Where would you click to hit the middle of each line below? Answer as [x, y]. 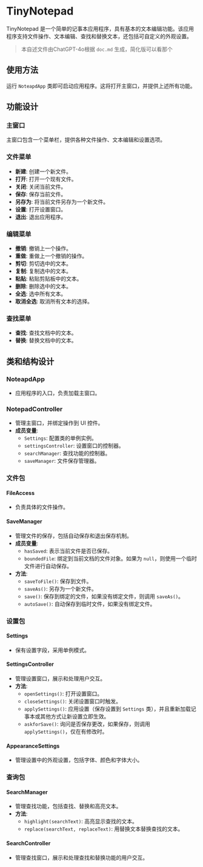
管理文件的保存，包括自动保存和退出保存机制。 [73, 536]
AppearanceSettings [33, 746]
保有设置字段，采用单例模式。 [52, 650]
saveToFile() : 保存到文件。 [58, 581]
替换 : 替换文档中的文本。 [46, 340]
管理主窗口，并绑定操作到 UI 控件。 [59, 423]
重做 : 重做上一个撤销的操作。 [51, 256]
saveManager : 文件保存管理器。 [62, 461]
